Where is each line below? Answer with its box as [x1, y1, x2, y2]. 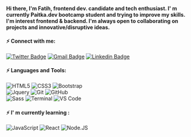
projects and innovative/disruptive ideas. [6, 24, 110, 31]
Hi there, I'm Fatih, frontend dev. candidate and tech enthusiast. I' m [6, 5, 177, 12]
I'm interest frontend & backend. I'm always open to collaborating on [6, 17, 179, 24]
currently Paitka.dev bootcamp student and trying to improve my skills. [6, 11, 186, 18]
